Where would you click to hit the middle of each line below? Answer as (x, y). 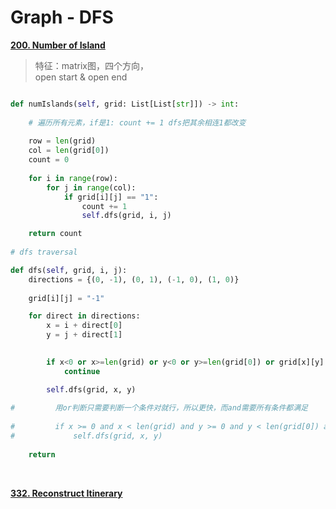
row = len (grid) (62, 141)
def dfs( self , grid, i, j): (69, 270)
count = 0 (49, 160)
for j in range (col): (91, 187)
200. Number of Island (58, 45)
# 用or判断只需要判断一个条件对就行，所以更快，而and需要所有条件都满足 (159, 408)
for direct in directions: (84, 316)
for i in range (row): (73, 178)
